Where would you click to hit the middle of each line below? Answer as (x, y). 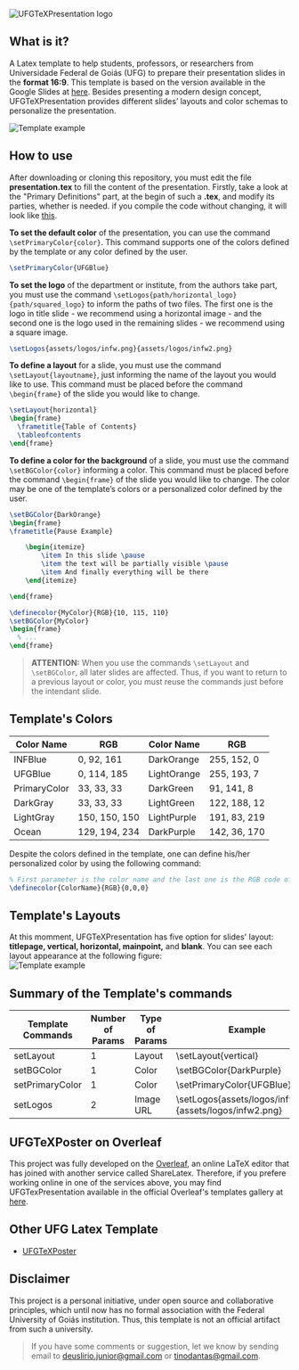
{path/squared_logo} (48, 304)
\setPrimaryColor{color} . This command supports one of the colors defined (149, 242)
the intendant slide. (66, 691)
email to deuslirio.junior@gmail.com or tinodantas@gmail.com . (145, 1356)
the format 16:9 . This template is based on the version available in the (137, 82)
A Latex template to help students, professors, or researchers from (131, 63)
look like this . (33, 215)
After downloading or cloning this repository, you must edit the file (130, 177)
